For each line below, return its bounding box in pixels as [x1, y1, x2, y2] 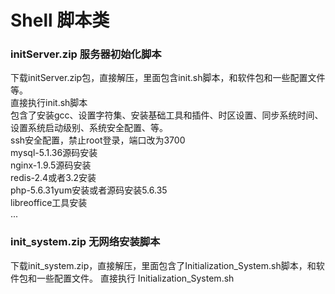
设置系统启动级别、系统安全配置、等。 [10, 122, 168, 134]
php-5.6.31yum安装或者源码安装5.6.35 [10, 184, 168, 196]
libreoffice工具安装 [10, 197, 88, 209]
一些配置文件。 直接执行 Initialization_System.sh [36, 272, 235, 284]
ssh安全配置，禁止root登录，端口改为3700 [10, 134, 186, 146]
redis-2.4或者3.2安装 [10, 172, 97, 184]
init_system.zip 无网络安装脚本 [10, 235, 161, 249]
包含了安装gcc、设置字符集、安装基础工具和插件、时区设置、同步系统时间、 [10, 109, 324, 121]
